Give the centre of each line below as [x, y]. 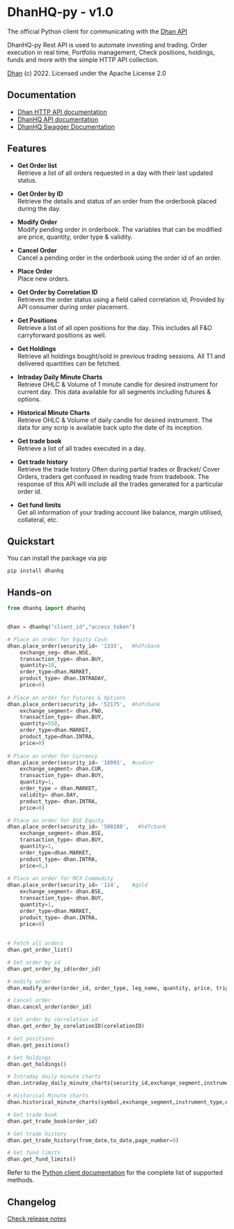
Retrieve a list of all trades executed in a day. [81, 448]
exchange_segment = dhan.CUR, [62, 769]
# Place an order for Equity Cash [57, 639]
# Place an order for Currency [53, 756]
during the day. [39, 208]
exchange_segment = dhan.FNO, [62, 711]
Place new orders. [43, 279]
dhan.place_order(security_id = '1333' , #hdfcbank [84, 646]
